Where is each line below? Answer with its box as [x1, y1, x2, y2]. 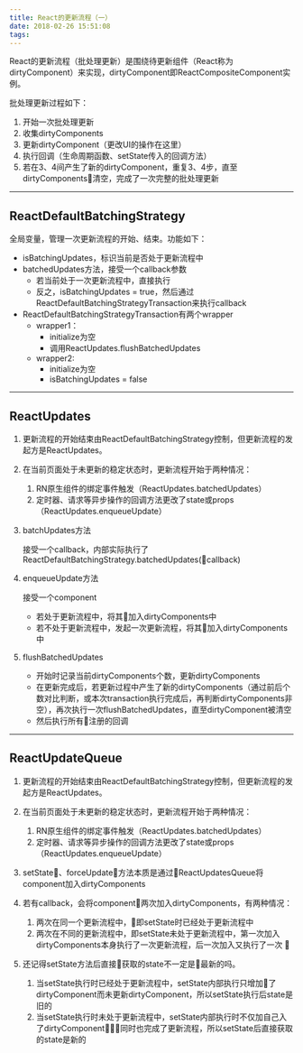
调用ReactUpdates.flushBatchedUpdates [49, 343, 201, 354]
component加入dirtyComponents [22, 878, 146, 889]
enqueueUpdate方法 [22, 573, 99, 583]
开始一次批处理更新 [22, 116, 95, 127]
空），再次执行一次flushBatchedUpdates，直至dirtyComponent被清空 [35, 705, 292, 715]
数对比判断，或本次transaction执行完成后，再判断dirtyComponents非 [35, 693, 293, 704]
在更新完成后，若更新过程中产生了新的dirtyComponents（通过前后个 [35, 682, 291, 692]
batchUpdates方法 [22, 525, 92, 535]
